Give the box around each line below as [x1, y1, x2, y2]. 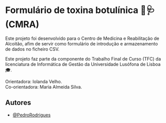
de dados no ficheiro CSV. [5, 46, 60, 52]
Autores [5, 98, 31, 107]
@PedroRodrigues [12, 112, 51, 118]
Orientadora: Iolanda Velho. [5, 78, 62, 84]
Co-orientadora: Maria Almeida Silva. [5, 84, 82, 90]
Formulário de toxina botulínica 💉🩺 [5, 5, 155, 16]
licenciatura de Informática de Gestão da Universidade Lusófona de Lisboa [5, 61, 161, 67]
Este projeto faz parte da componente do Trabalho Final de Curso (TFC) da [5, 55, 161, 61]
